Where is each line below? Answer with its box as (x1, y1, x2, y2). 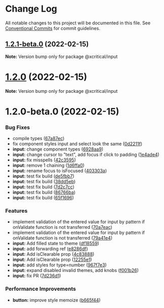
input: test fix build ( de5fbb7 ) (12, 173, 74, 179)
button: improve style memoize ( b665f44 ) (12, 297, 101, 303)
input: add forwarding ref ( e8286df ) (12, 246, 89, 252)
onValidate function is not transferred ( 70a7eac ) (12, 224, 112, 230)
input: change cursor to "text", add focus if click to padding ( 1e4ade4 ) (12, 152, 159, 158)
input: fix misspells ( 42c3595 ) (12, 157, 76, 163)
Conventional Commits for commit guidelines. (5, 25, 100, 31)
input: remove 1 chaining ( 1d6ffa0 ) (12, 162, 85, 168)
